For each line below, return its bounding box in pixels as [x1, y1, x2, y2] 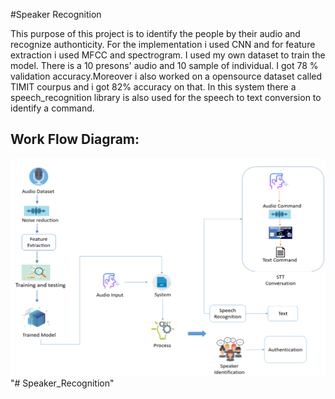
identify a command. [10, 102, 95, 114]
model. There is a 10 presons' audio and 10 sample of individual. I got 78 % [10, 60, 319, 71]
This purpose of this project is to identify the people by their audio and [10, 28, 301, 39]
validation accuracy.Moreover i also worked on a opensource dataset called [10, 70, 323, 82]
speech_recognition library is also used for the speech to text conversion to [10, 92, 322, 103]
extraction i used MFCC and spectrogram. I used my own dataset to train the [10, 49, 326, 61]
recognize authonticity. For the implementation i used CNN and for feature [10, 39, 316, 50]
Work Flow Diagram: [10, 131, 140, 148]
